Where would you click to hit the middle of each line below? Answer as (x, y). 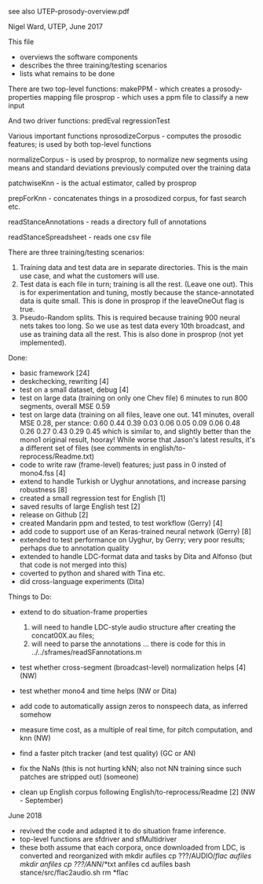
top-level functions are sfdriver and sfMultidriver (98, 839)
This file (21, 42)
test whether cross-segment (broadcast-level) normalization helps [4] (132, 667)
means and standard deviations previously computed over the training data (130, 168)
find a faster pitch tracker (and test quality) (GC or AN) (108, 753)
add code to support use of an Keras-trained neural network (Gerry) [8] (135, 531)
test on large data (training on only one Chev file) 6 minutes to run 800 (133, 398)
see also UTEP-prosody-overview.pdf (69, 11)
